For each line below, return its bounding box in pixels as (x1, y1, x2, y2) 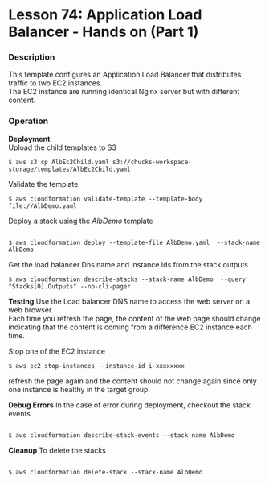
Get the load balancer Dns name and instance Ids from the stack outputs (8, 259, 249, 269)
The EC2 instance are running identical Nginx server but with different (8, 87, 240, 97)
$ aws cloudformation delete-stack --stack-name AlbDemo (8, 468, 203, 476)
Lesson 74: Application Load (8, 6, 202, 24)
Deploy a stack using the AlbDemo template (8, 216, 153, 225)
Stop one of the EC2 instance (8, 346, 106, 356)
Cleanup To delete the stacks (8, 445, 106, 455)
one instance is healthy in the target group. (8, 384, 151, 394)
